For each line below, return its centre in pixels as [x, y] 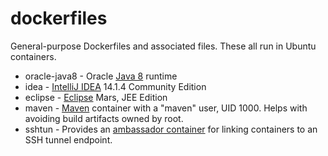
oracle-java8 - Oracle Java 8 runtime [101, 76]
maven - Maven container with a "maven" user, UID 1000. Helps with [166, 108]
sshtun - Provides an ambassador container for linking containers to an [171, 129]
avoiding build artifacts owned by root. [104, 118]
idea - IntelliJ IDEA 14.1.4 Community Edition [115, 86]
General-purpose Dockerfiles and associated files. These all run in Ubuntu [163, 46]
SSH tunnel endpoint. [68, 139]
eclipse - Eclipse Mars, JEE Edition [96, 97]
